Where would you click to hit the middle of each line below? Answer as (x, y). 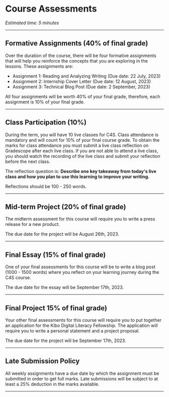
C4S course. (18, 277)
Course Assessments (51, 9)
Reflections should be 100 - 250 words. (46, 186)
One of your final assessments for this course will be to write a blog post (80, 267)
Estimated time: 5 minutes (32, 23)
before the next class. (28, 161)
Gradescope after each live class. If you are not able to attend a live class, (82, 151)
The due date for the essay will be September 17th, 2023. (65, 288)
